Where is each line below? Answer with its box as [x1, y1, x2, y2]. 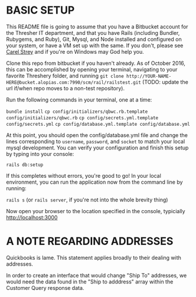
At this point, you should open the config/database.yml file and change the [6, 131, 188, 139]
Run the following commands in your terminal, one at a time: [6, 96, 152, 103]
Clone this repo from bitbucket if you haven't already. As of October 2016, [6, 60, 186, 67]
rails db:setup [6, 162, 44, 168]
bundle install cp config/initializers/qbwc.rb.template [6, 109, 148, 115]
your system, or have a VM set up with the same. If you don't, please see [6, 42, 184, 49]
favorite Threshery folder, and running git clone [6, 72, 124, 79]
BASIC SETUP [6, 4, 75, 17]
